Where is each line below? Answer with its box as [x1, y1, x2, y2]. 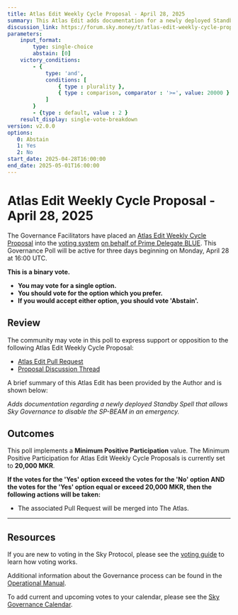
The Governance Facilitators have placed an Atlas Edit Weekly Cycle [7, 231, 207, 240]
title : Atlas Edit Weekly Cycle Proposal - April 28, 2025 [7, 10, 186, 18]
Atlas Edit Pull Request [17, 357, 84, 365]
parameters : [7, 30, 42, 38]
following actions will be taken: [7, 490, 101, 499]
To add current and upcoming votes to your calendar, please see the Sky [7, 593, 220, 602]
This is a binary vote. [7, 267, 71, 276]
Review [7, 317, 41, 329]
